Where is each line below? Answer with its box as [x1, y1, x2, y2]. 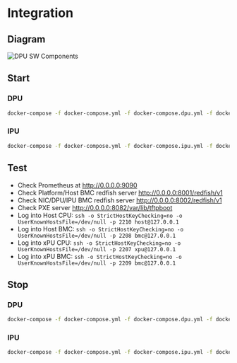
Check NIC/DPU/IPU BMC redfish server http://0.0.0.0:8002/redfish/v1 [17, 196, 222, 204]
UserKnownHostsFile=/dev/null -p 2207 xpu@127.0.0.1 [17, 246, 176, 253]
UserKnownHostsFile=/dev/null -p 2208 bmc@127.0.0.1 [17, 232, 176, 239]
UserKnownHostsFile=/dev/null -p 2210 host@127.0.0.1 [17, 218, 179, 226]
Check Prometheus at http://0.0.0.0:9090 [17, 180, 138, 189]
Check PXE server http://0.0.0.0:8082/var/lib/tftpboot [17, 203, 173, 212]
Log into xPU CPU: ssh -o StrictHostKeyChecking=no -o [17, 238, 181, 247]
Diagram [7, 33, 46, 45]
